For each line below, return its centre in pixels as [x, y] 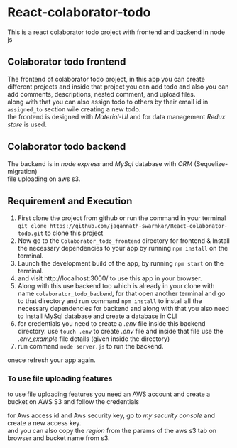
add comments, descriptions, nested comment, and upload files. [101, 94]
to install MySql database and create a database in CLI [97, 316]
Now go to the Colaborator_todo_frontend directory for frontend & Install [124, 241]
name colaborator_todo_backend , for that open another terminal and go [121, 294]
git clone [32, 226]
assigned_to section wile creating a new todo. [74, 109]
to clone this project [74, 233]
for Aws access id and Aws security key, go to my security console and [111, 415]
